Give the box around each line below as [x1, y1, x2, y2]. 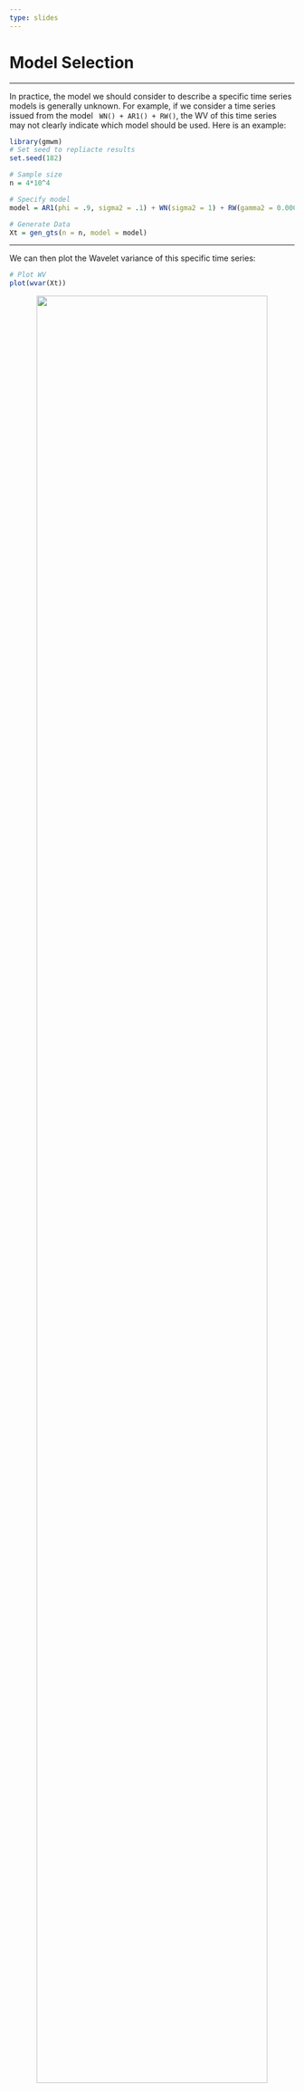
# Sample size [9, 170, 63, 179]
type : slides [9, 13, 59, 23]
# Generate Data [9, 219, 71, 229]
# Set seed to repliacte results [9, 146, 136, 155]
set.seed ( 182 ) [9, 154, 63, 163]
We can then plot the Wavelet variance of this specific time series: [9, 253, 256, 263]
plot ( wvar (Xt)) [9, 279, 67, 288]
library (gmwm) [9, 137, 63, 146]
